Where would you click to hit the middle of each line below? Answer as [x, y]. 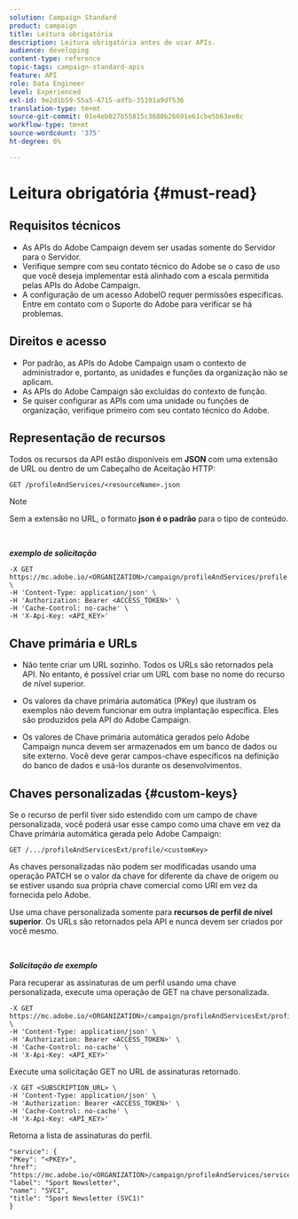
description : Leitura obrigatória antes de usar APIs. [113, 42]
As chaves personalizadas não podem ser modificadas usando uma [133, 866]
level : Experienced [45, 92]
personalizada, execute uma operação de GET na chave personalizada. [139, 992]
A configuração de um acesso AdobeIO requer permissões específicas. [153, 294]
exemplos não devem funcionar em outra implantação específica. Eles [150, 710]
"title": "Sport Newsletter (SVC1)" [77, 1199]
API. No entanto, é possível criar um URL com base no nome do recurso [153, 674]
